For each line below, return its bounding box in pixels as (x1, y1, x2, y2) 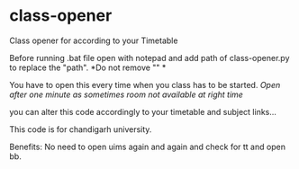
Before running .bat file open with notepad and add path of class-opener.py (9, 52, 290, 63)
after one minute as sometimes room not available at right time (9, 89, 243, 100)
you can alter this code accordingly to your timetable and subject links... (9, 106, 277, 117)
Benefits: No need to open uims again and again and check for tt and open (9, 141, 286, 152)
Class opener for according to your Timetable (9, 35, 178, 46)
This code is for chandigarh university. (9, 123, 152, 135)
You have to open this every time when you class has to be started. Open (9, 79, 281, 90)
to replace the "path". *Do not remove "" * (9, 62, 167, 73)
